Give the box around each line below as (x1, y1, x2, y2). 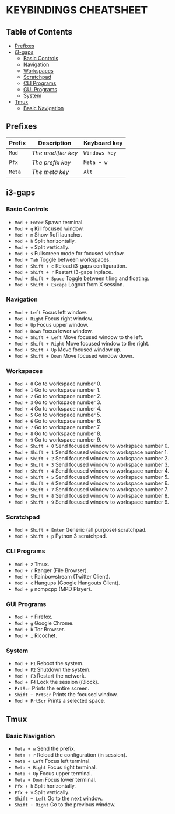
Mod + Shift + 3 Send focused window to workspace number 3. (14, 461, 169, 468)
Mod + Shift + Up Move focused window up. (14, 346, 122, 353)
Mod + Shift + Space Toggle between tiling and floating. (14, 275, 150, 282)
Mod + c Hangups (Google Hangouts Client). (14, 579, 121, 586)
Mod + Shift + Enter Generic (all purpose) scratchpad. (14, 526, 147, 533)
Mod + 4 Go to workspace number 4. (14, 405, 102, 412)
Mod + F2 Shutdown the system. (14, 666, 91, 673)
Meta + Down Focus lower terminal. (14, 776, 97, 783)
